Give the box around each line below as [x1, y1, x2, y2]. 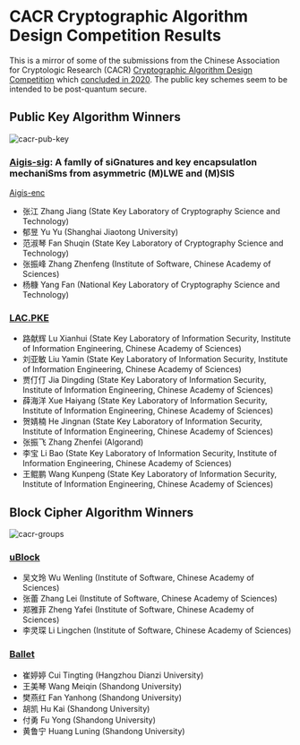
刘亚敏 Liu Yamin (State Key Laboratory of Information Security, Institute [21, 354, 288, 365]
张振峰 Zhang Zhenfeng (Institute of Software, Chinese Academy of [21, 258, 271, 270]
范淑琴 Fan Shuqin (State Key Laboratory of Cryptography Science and [21, 238, 284, 248]
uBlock [9, 551, 40, 564]
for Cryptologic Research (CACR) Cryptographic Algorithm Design [9, 65, 253, 75]
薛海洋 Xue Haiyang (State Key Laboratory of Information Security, [21, 395, 268, 406]
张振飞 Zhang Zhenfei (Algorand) [21, 437, 144, 447]
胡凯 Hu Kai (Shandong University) [21, 703, 150, 714]
